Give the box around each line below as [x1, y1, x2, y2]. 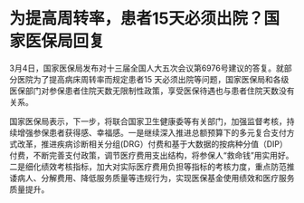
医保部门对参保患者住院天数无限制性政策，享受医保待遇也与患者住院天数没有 [9, 85, 295, 96]
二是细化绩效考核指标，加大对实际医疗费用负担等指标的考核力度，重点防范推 [9, 160, 295, 172]
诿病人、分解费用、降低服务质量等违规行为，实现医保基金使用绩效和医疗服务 [9, 172, 295, 183]
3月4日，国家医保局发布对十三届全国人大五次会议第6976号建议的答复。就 [9, 63, 285, 73]
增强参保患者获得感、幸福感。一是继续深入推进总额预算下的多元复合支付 [16, 127, 287, 138]
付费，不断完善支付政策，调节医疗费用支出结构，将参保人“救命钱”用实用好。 [9, 150, 294, 160]
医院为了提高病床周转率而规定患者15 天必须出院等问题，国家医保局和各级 [16, 73, 290, 84]
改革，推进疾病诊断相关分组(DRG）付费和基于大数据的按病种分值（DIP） [16, 138, 288, 150]
